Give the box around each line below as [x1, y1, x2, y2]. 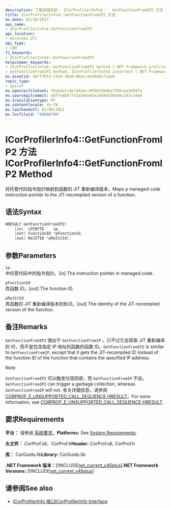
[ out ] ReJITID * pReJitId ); [14, 236, 72, 241]
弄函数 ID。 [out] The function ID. [5, 285, 74, 292]
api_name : [5, 21, 26, 27]
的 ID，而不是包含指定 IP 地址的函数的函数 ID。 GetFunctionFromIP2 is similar [5, 343, 164, 350]
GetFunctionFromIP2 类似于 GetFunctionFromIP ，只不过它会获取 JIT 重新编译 [5, 337, 165, 343]
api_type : [5, 41, 26, 46]
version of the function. [5, 306, 54, 312]
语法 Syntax [5, 208, 42, 216]
